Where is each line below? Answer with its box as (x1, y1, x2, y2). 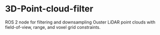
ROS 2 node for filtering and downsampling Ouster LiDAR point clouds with (5, 19, 156, 25)
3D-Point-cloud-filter (5, 3, 94, 14)
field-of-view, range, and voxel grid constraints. (5, 24, 101, 30)
